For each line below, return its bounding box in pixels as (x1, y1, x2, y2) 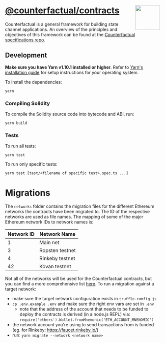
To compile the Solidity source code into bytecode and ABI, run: (5, 111, 134, 117)
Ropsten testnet (39, 247, 76, 254)
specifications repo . (5, 37, 46, 43)
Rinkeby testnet (39, 255, 75, 262)
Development (5, 51, 48, 60)
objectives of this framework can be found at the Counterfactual (5, 31, 135, 37)
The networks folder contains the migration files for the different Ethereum (5, 203, 155, 209)
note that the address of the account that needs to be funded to (19, 306, 149, 312)
